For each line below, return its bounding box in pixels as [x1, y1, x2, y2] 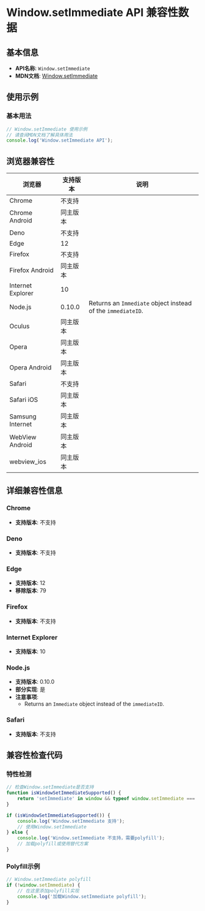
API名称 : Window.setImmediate [15, 65, 90, 72]
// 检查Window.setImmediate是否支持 [6, 784, 94, 790]
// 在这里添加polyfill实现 [17, 888, 79, 894]
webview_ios [9, 458, 47, 466]
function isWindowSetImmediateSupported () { [6, 790, 121, 796]
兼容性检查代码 [6, 750, 63, 760]
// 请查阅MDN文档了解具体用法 [6, 132, 73, 138]
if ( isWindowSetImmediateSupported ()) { [6, 812, 111, 818]
